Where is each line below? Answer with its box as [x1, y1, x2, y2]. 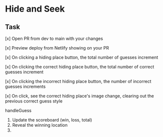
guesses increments [5, 84, 46, 89]
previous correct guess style [5, 98, 62, 104]
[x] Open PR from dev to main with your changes [5, 35, 103, 41]
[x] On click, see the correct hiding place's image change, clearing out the [5, 93, 154, 99]
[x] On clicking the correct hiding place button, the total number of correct [5, 64, 155, 69]
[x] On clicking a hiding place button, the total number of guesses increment [5, 54, 159, 60]
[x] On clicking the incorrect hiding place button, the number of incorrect [5, 79, 151, 84]
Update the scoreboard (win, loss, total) [12, 117, 92, 122]
